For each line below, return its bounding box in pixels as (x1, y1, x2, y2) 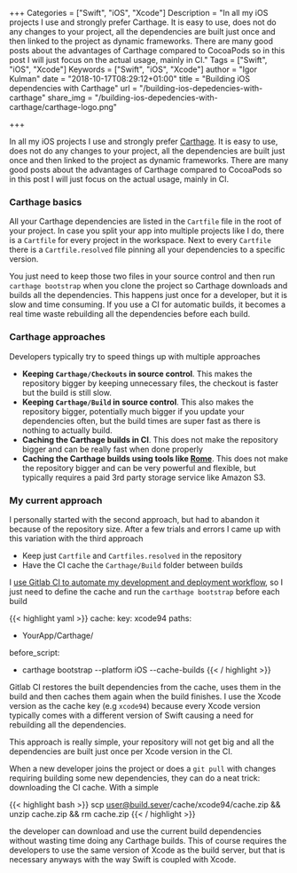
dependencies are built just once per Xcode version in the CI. (9, 745, 233, 757)
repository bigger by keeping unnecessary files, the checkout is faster (21, 377, 279, 389)
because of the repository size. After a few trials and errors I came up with (9, 523, 281, 534)
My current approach (9, 494, 103, 507)
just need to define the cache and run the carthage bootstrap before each (9, 586, 281, 597)
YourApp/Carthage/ (21, 630, 94, 641)
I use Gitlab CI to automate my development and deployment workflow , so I (9, 577, 284, 587)
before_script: (9, 647, 60, 657)
